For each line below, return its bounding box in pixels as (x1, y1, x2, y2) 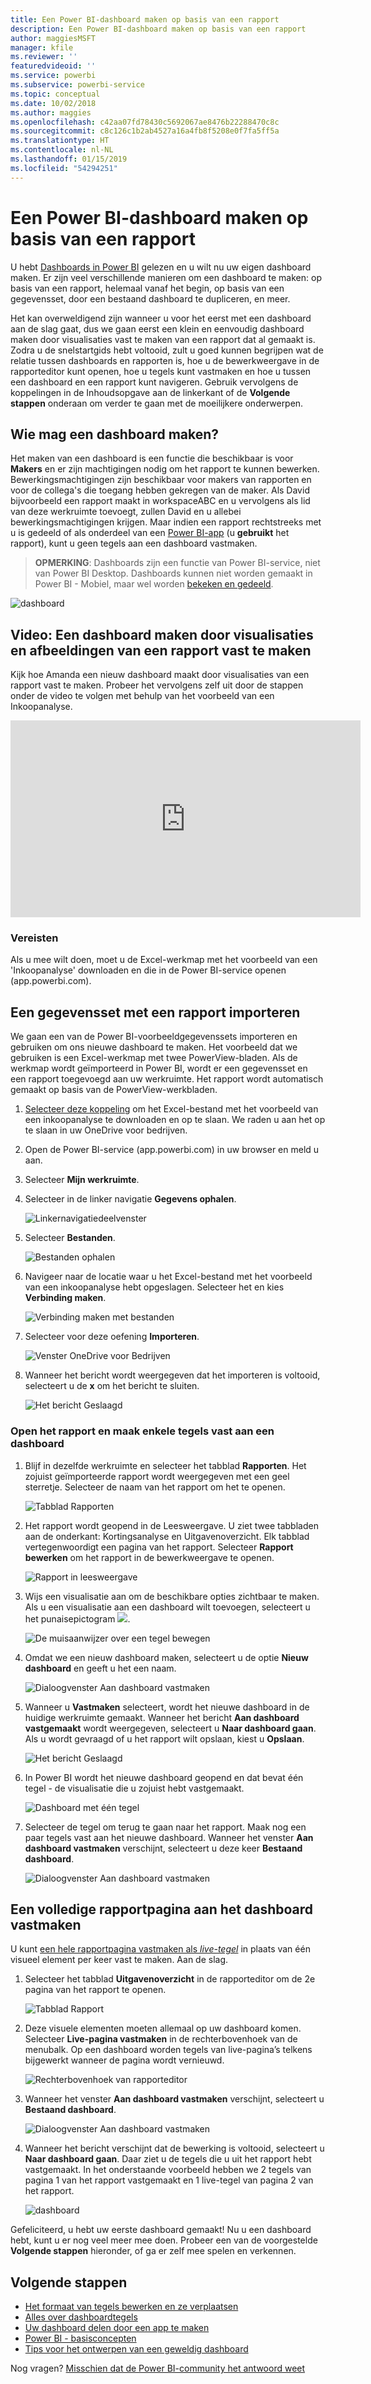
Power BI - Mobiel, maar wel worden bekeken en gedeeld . (34, 578, 274, 590)
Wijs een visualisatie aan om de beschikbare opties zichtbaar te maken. (24, 1590, 320, 1602)
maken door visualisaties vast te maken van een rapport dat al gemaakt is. (10, 333, 316, 345)
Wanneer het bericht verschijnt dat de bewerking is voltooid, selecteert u (24, 2142, 325, 2155)
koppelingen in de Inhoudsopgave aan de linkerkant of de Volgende (10, 386, 291, 398)
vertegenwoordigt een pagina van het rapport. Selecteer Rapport (24, 1541, 294, 1553)
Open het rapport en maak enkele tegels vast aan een (10, 1424, 275, 1438)
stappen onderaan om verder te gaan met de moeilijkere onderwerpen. (10, 397, 304, 409)
